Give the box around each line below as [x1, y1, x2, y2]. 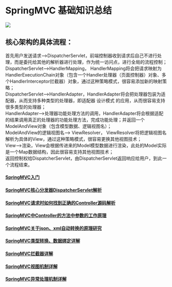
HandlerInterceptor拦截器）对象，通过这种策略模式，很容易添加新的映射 [9, 78, 163, 84]
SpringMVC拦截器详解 [5, 250, 53, 257]
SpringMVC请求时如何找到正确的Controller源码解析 [5, 200, 116, 206]
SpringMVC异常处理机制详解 [5, 276, 67, 282]
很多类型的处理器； [5, 104, 46, 110]
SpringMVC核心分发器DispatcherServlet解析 [5, 187, 102, 193]
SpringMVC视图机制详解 [5, 263, 58, 270]
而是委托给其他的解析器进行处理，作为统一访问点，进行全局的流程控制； [14, 59, 167, 65]
